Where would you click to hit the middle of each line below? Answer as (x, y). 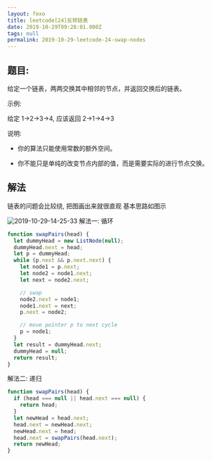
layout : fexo (26, 14)
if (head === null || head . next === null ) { (80, 398)
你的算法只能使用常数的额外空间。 (67, 148)
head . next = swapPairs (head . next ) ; (66, 438)
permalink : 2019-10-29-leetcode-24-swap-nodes (77, 40)
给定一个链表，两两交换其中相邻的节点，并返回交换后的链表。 (97, 88)
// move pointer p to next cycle (69, 325)
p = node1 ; (36, 331)
